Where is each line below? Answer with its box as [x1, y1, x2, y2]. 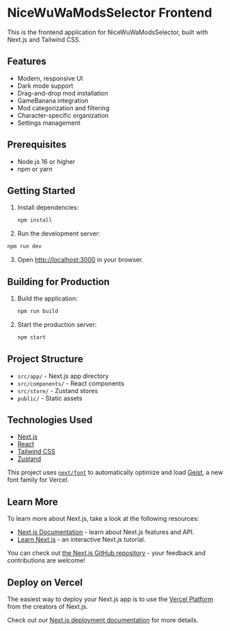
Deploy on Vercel [7, 577, 83, 588]
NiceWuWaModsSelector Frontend [7, 5, 213, 21]
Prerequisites [7, 139, 67, 151]
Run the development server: [17, 229, 101, 238]
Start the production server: [17, 320, 97, 328]
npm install [17, 217, 52, 224]
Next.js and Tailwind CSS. [7, 35, 81, 43]
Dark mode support [17, 82, 74, 90]
